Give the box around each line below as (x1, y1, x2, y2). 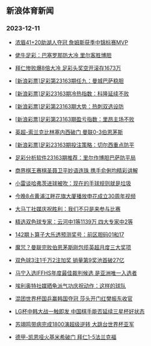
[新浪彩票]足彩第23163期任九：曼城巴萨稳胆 (14, 77, 125, 84)
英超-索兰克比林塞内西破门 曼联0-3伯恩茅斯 (14, 128, 123, 136)
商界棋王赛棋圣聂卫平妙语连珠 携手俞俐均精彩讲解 (14, 166, 138, 174)
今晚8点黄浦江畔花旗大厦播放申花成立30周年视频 (14, 192, 136, 200)
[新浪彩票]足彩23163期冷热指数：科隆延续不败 (14, 90, 129, 97)
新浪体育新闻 (6, 5, 54, 16)
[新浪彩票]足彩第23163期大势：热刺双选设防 (14, 102, 125, 110)
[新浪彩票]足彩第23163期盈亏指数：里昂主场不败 (14, 115, 135, 122)
